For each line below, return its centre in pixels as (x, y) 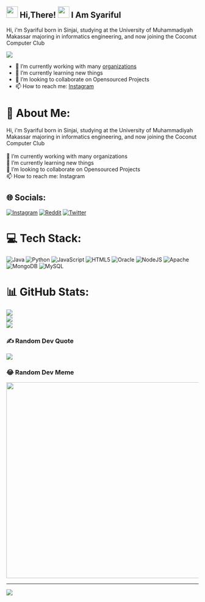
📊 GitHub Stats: (48, 292)
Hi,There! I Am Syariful (70, 15)
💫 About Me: (38, 113)
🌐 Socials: (26, 198)
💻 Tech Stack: (44, 238)
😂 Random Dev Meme (40, 372)
